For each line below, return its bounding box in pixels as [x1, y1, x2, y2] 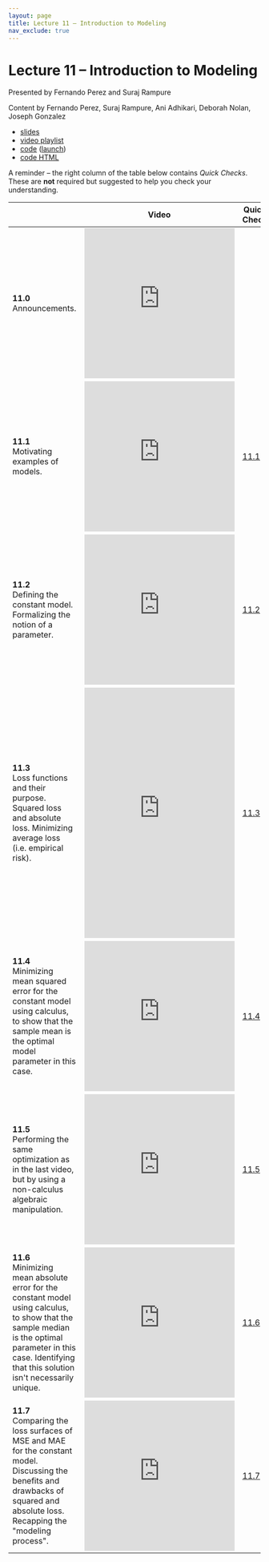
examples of [12, 456, 58, 467]
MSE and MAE [12, 1435, 66, 1447]
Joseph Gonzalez [8, 111, 66, 121]
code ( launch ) [19, 144, 66, 154]
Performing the [12, 1134, 70, 1145]
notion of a [12, 619, 54, 630]
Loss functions [12, 772, 68, 783]
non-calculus [12, 1184, 64, 1195]
